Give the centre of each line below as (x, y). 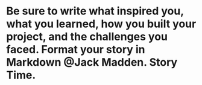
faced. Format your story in (76, 50)
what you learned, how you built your (101, 24)
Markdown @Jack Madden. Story (92, 62)
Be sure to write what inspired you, (95, 11)
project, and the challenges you (87, 37)
